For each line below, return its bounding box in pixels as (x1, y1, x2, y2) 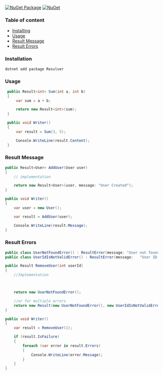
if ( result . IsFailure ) (14, 334, 60, 339)
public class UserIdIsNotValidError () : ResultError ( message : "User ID (5, 255, 158, 260)
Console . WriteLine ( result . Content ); (16, 138, 90, 143)
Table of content (5, 17, 45, 23)
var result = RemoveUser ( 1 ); (14, 325, 73, 331)
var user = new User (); (14, 205, 62, 210)
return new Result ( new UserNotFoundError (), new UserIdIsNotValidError (14, 303, 162, 308)
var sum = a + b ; (16, 98, 51, 103)
